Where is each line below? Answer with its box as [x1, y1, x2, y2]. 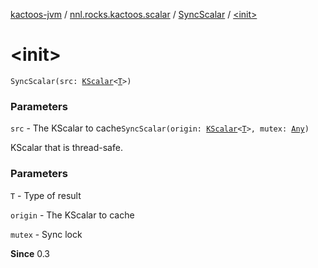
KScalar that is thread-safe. [10, 142, 123, 154]
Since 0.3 [10, 247, 50, 259]
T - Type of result [10, 189, 82, 201]
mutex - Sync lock [10, 228, 83, 240]
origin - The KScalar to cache [10, 209, 135, 221]
